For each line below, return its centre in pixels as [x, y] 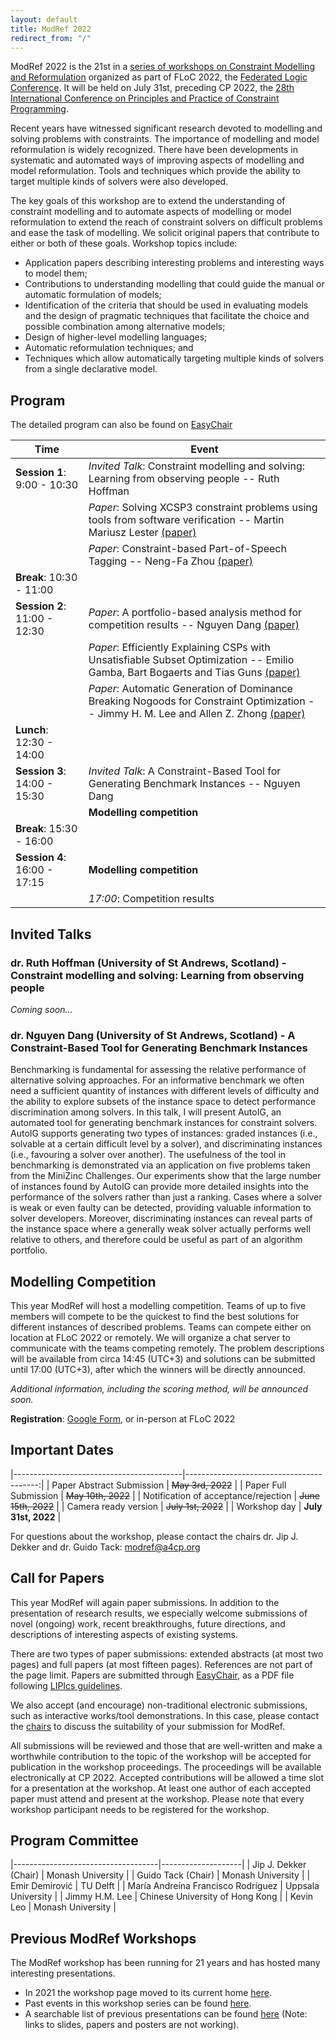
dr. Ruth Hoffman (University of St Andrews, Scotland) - [148, 963]
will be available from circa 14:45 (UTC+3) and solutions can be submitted [163, 1358]
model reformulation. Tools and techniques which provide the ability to [156, 171]
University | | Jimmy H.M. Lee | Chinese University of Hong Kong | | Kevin [162, 1897]
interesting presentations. [63, 1973]
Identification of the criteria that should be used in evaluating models [166, 305]
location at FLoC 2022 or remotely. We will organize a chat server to [150, 1337]
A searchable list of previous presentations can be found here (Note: [166, 2014]
